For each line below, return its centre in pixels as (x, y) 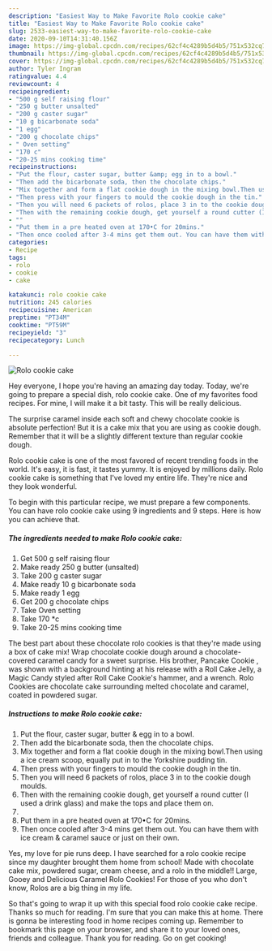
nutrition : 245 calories (50, 303)
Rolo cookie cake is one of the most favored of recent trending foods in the (134, 460)
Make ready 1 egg (50, 593)
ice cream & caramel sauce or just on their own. (100, 838)
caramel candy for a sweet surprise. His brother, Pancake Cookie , (148, 661)
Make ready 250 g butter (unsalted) (79, 567)
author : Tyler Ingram (45, 69)
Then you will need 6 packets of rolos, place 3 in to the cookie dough (135, 777)
